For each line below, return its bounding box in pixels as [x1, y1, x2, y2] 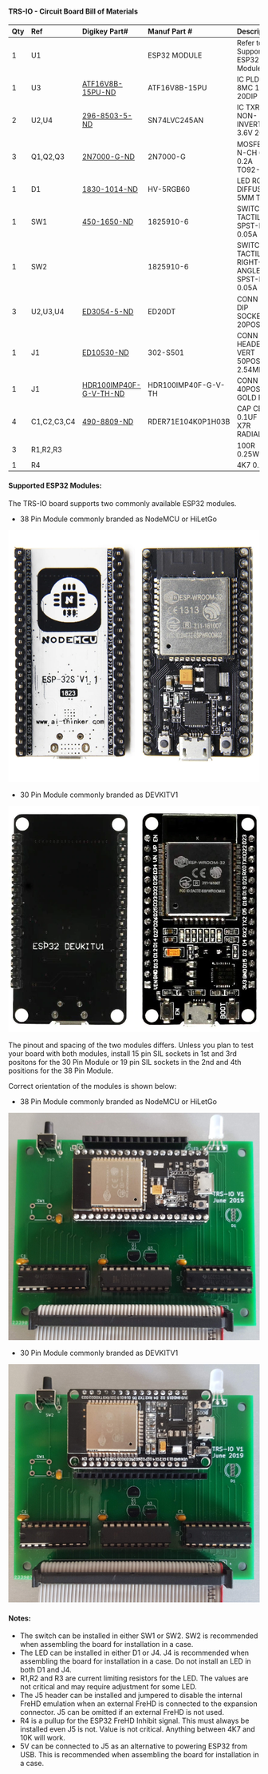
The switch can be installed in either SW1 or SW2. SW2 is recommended [19, 1631, 258, 1640]
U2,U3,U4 [30, 307, 65, 317]
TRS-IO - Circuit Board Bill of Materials [8, 6, 138, 16]
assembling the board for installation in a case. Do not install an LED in [19, 1656, 251, 1666]
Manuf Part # [147, 26, 193, 36]
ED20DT [147, 307, 176, 317]
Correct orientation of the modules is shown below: [8, 1082, 177, 1090]
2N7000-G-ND [82, 152, 136, 161]
